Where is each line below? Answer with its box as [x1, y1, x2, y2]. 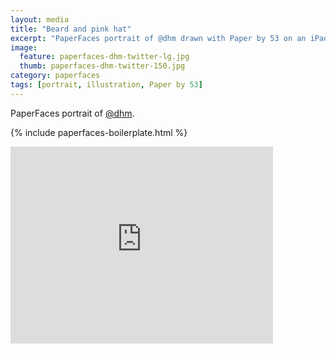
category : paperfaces [10, 71, 101, 81]
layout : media [10, 14, 70, 25]
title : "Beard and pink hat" [10, 24, 132, 34]
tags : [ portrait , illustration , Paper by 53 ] [10, 80, 203, 90]
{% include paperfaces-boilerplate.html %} [10, 126, 188, 138]
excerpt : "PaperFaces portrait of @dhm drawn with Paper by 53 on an [10, 33, 307, 43]
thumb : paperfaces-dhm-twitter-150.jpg [19, 61, 186, 71]
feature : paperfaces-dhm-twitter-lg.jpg [19, 52, 190, 62]
